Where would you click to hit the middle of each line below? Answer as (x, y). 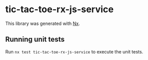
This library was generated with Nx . (43, 23)
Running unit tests (35, 39)
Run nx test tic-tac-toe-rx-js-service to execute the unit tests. (74, 51)
